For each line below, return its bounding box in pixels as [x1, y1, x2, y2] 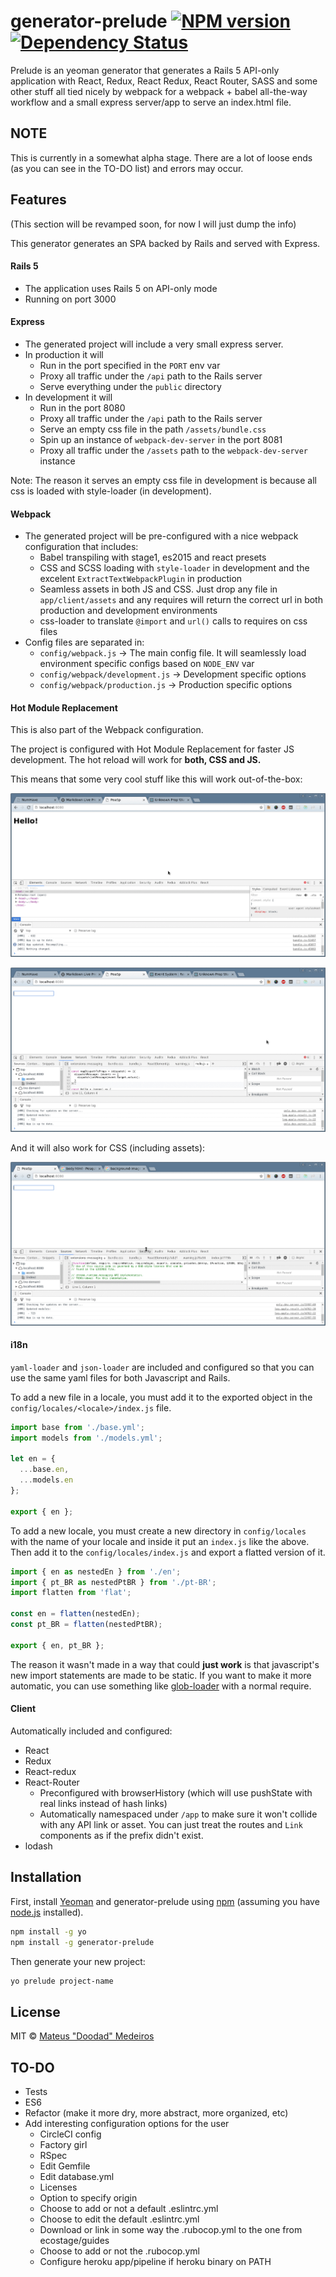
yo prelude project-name [10, 1976, 114, 1986]
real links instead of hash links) [39, 1797, 168, 1809]
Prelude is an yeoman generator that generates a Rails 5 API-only [10, 64, 280, 76]
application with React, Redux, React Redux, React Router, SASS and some [10, 75, 318, 87]
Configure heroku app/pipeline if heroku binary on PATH [39, 2256, 272, 2267]
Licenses [39, 2181, 78, 2193]
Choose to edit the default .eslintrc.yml [39, 2213, 200, 2225]
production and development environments [39, 605, 218, 617]
